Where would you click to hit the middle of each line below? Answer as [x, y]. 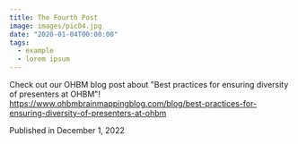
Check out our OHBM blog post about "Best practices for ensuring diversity [149, 85]
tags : [19, 42]
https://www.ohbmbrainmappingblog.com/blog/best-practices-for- [133, 103]
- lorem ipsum [44, 59]
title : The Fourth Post [54, 17]
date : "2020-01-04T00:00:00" [64, 34]
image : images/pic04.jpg [56, 26]
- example [35, 51]
